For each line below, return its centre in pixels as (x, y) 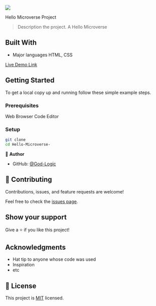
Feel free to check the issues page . (42, 201)
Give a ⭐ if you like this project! (37, 230)
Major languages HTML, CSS (43, 55)
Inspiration (23, 265)
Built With (21, 43)
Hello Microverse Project (31, 17)
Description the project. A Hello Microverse (62, 27)
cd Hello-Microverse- (28, 145)
